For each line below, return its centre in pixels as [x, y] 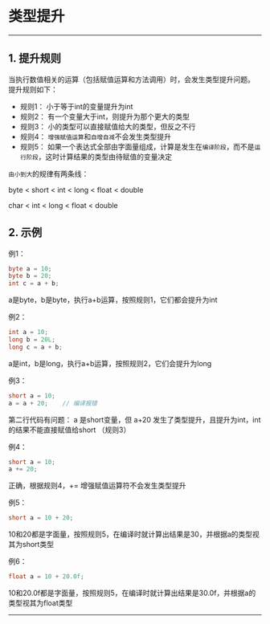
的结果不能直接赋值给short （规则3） [70, 430]
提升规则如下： [33, 89]
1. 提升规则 [35, 58]
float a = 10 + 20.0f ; [46, 577]
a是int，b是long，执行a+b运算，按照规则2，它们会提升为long [110, 363]
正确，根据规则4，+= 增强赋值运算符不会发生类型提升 [97, 486]
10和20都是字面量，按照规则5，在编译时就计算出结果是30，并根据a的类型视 [134, 534]
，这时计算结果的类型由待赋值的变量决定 [105, 157]
